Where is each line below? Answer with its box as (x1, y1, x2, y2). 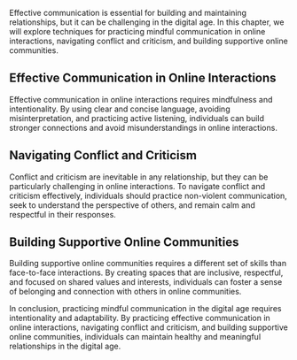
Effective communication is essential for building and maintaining (9, 8, 246, 18)
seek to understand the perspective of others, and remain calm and (9, 199, 255, 211)
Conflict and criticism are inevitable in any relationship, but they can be (9, 172, 269, 182)
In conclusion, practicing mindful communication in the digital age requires (9, 303, 282, 314)
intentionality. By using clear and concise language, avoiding (9, 103, 231, 114)
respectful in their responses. (9, 209, 117, 219)
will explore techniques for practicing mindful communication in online (9, 27, 266, 36)
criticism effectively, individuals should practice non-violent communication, (9, 190, 288, 201)
